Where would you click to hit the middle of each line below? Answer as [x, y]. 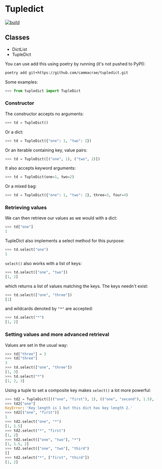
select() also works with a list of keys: [43, 263]
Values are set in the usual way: [36, 345]
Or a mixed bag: [21, 186]
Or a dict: [14, 132]
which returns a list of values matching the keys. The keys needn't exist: [77, 286]
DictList [20, 49]
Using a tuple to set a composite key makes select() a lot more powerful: [78, 390]
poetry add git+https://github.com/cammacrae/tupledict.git [67, 73]
